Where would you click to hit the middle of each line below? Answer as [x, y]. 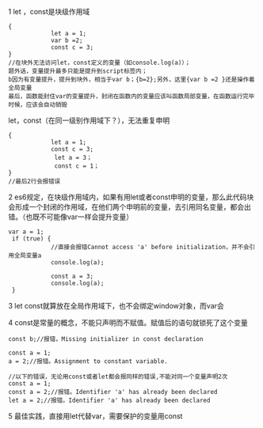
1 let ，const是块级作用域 [49, 11]
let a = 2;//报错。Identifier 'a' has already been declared [109, 400]
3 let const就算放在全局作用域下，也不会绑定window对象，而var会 [116, 306]
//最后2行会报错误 [34, 181]
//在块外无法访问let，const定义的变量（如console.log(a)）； [100, 62]
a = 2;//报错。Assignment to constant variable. [88, 362]
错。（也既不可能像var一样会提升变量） [71, 217]
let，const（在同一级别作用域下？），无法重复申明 [89, 120]
